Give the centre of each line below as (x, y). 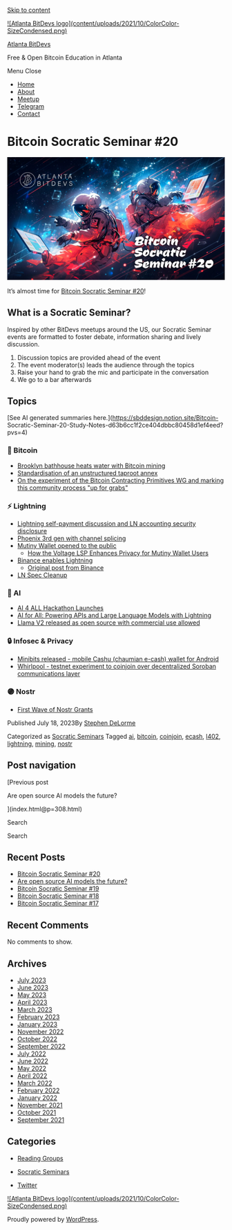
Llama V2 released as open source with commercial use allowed (108, 623)
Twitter (27, 1185)
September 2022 (41, 1047)
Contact (28, 114)
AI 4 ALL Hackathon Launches (60, 608)
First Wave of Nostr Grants (55, 709)
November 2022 (40, 1032)
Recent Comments (48, 925)
